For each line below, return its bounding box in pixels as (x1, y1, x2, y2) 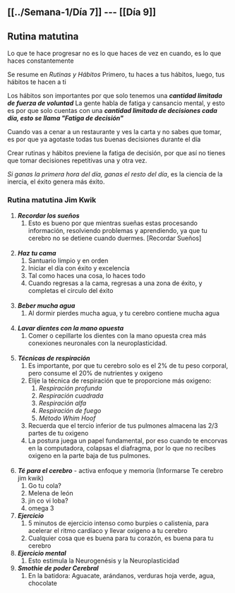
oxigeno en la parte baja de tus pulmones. (28, 451, 150, 460)
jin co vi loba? (28, 496, 68, 505)
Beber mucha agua (17, 301, 76, 310)
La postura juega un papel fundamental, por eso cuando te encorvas (28, 436, 228, 445)
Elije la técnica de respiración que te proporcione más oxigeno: (28, 376, 212, 385)
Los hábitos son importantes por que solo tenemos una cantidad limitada (7, 92, 222, 100)
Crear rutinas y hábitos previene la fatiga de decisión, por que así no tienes (7, 149, 226, 157)
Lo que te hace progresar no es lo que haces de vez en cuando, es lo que (7, 49, 222, 58)
